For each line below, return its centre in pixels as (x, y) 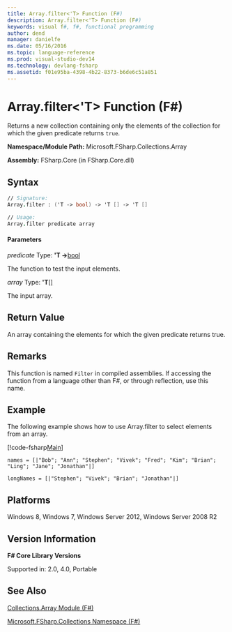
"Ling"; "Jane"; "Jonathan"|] (51, 467)
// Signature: (28, 198)
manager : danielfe (34, 40)
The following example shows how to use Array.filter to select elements (110, 427)
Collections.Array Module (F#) (51, 608)
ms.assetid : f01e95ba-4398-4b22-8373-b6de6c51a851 (82, 72)
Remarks (27, 356)
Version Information (52, 539)
